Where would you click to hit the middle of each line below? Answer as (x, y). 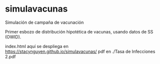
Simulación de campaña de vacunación (44, 22)
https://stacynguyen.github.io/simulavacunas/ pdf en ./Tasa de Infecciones (80, 51)
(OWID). (13, 37)
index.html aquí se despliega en (37, 46)
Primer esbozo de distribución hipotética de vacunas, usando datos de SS (79, 32)
